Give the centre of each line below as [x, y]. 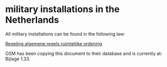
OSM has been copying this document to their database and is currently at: [84, 53]
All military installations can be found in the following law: [65, 34]
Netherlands [32, 20]
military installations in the [62, 9]
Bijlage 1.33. [18, 58]
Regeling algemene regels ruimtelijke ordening [54, 43]
